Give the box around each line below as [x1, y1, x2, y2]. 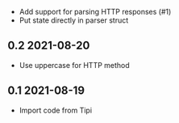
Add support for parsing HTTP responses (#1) [19, 7, 172, 16]
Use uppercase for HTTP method [19, 60, 130, 70]
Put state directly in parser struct [19, 15, 129, 25]
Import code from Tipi [19, 105, 93, 115]
